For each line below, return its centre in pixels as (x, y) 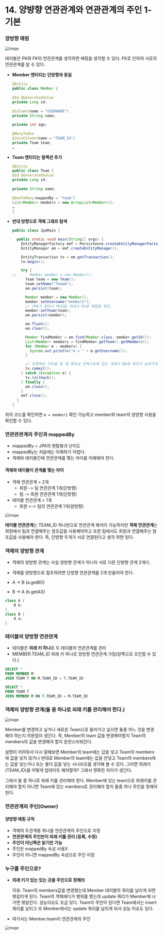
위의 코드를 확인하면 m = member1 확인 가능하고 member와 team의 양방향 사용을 (81, 415)
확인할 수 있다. (19, 421)
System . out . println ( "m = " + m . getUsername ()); (79, 351)
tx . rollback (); (41, 377)
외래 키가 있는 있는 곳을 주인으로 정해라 (48, 880)
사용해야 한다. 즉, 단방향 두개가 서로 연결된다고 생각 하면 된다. (76, 537)
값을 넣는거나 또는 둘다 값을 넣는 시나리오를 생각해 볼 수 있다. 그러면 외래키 (81, 764)
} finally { (33, 382)
